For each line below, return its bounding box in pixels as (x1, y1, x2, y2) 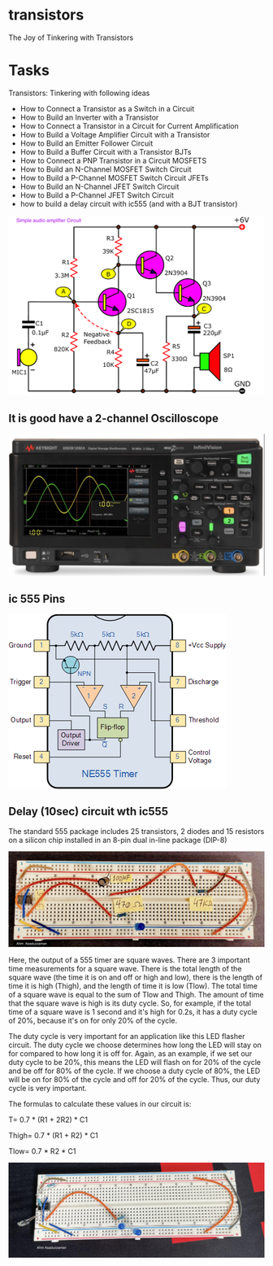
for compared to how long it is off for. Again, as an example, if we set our (8, 1048, 253, 1059)
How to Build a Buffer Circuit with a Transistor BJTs (19, 146, 192, 156)
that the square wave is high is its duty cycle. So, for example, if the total (8, 998, 252, 1008)
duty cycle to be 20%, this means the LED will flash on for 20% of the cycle (8, 1057, 262, 1067)
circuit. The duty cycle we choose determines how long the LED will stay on (8, 1040, 262, 1050)
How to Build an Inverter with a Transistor (19, 112, 159, 122)
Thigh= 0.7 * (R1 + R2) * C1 (8, 1130, 99, 1140)
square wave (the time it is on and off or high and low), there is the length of (8, 972, 262, 982)
